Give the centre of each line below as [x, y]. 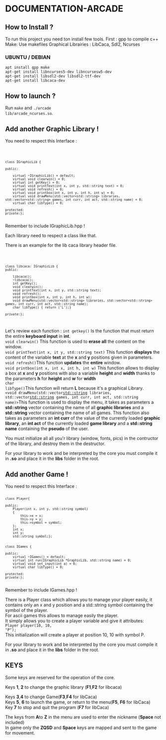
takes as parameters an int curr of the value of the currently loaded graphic [83, 418]
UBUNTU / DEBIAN [28, 57]
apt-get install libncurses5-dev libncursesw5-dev [58, 72]
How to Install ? [29, 27]
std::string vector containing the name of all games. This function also [77, 413]
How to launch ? [30, 96]
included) [15, 722]
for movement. [20, 733]
